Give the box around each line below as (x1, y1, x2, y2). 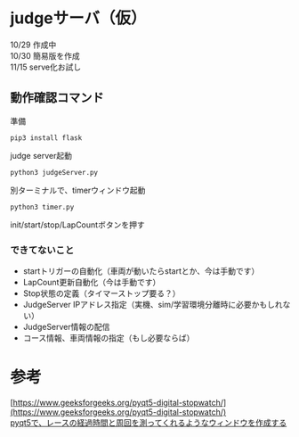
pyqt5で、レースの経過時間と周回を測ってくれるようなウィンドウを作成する (10, 416, 287, 428)
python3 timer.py (10, 202, 75, 211)
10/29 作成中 (10, 39, 57, 50)
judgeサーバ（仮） (10, 8, 147, 29)
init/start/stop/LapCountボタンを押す (10, 219, 145, 230)
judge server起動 (10, 150, 72, 161)
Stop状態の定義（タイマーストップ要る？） (22, 288, 181, 299)
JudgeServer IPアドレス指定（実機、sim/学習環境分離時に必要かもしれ (22, 300, 283, 310)
